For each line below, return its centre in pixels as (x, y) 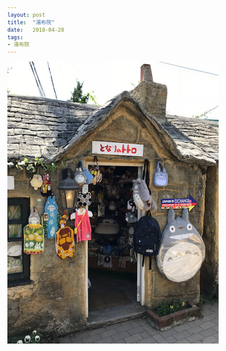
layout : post (26, 15)
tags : (15, 37)
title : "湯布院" (31, 22)
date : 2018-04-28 (36, 30)
